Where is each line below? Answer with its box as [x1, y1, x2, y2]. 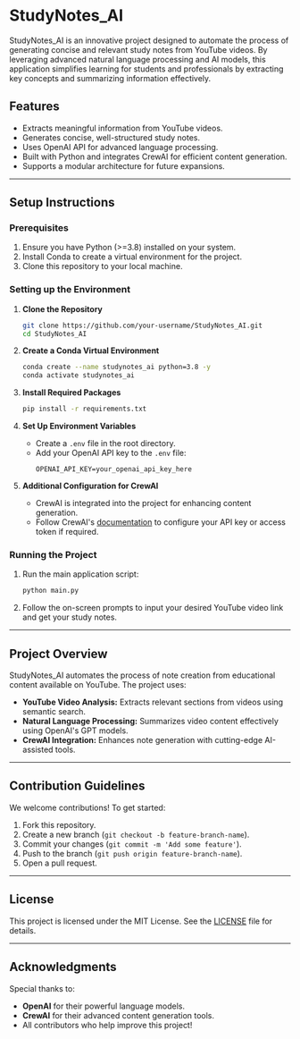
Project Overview [9, 646, 108, 662]
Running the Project [9, 549, 97, 562]
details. [9, 925, 37, 935]
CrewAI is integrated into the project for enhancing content [35, 498, 252, 509]
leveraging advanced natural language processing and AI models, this [9, 54, 266, 64]
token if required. [35, 527, 99, 537]
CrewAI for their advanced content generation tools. [21, 1009, 215, 1020]
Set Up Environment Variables [21, 421, 137, 432]
